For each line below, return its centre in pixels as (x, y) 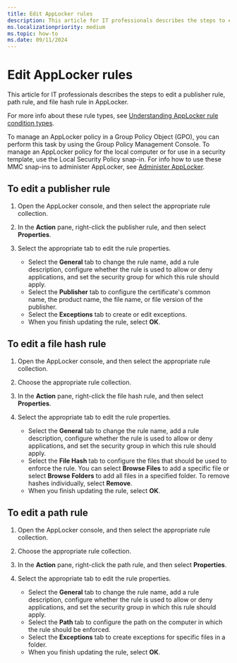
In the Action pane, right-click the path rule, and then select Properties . (122, 564)
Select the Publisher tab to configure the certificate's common (119, 292)
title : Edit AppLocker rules (50, 14)
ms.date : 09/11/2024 (38, 40)
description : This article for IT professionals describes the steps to (116, 20)
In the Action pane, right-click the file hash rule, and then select (110, 396)
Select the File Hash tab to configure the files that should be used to (127, 461)
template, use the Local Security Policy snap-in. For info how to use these (115, 159)
